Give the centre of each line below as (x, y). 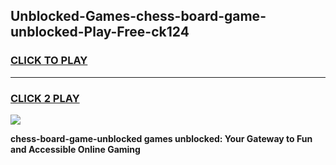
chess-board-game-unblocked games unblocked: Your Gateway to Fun (161, 138)
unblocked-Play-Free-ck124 (100, 32)
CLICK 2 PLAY (45, 98)
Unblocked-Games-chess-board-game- (138, 16)
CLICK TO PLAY (49, 61)
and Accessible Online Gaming (75, 149)
